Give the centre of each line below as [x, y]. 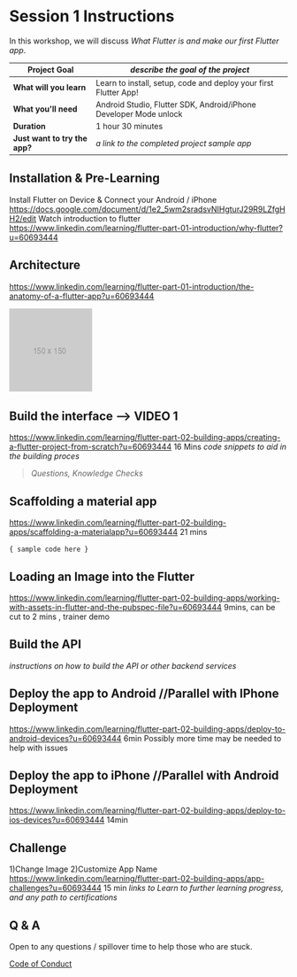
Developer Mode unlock [139, 113]
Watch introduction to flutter [90, 218]
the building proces [44, 456]
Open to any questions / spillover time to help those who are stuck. [131, 947]
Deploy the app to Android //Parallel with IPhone [145, 694]
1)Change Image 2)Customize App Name [83, 869]
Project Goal [51, 70]
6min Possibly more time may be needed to [202, 738]
